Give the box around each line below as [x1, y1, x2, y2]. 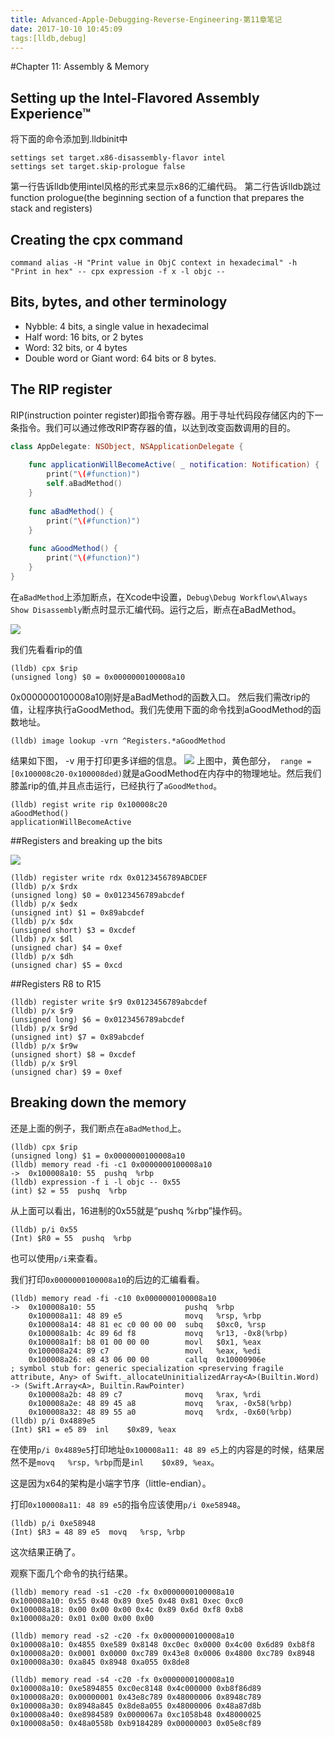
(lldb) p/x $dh [10, 951, 74, 961]
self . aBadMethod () [46, 479, 123, 489]
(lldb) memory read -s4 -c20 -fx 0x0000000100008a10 [10, 1674, 235, 1685]
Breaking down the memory [10, 1094, 187, 1111]
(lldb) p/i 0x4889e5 [10, 1416, 97, 1426]
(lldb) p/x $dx [10, 916, 74, 926]
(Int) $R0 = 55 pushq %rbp [10, 1233, 132, 1243]
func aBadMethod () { [28, 506, 114, 516]
